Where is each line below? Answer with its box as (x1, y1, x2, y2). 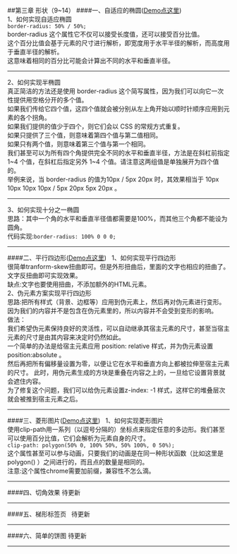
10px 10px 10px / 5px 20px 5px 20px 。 (7, 184, 121, 192)
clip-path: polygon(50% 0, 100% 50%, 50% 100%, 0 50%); (7, 442, 175, 449)
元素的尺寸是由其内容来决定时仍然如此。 (7, 333, 125, 341)
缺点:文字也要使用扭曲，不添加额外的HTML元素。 (7, 280, 151, 288)
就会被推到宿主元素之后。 (7, 395, 82, 403)
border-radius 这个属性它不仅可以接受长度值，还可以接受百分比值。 (7, 30, 204, 38)
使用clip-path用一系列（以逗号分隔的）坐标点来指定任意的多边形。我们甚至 (7, 426, 226, 433)
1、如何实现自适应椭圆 (7, 15, 72, 23)
